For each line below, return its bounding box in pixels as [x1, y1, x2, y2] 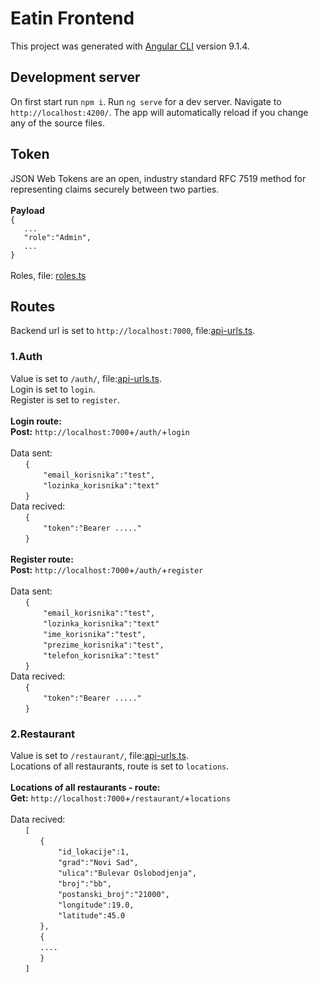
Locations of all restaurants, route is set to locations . [10, 760, 230, 772]
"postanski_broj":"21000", [57, 889, 170, 899]
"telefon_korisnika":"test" [43, 650, 160, 661]
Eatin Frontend [10, 7, 135, 30]
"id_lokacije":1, [57, 847, 130, 857]
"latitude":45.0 [57, 910, 126, 921]
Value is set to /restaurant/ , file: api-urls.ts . [10, 749, 189, 761]
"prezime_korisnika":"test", [43, 640, 165, 650]
